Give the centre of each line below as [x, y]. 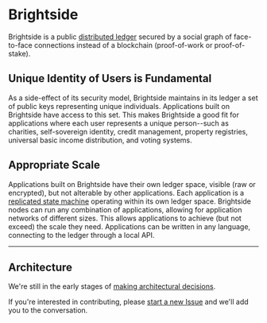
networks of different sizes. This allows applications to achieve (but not [125, 218]
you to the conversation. [48, 310]
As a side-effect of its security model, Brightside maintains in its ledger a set [133, 98]
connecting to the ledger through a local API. [81, 235]
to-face [21, 45]
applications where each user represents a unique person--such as [118, 123]
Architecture [41, 267]
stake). [19, 53]
